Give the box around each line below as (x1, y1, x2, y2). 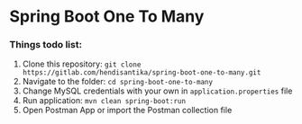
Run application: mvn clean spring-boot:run (22, 95, 187, 106)
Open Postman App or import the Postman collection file (22, 105, 233, 116)
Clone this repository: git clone (22, 58, 142, 69)
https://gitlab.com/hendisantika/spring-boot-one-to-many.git (22, 68, 261, 77)
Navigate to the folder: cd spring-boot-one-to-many (22, 76, 214, 87)
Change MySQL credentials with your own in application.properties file (22, 85, 293, 96)
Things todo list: (9, 39, 83, 51)
